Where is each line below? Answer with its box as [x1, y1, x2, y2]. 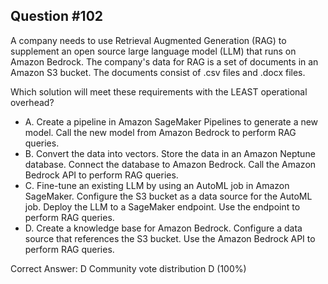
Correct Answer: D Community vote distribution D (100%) [10, 262, 247, 274]
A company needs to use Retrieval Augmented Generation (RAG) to [10, 34, 287, 46]
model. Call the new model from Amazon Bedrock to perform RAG [24, 126, 297, 138]
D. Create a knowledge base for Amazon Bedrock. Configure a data [24, 222, 303, 234]
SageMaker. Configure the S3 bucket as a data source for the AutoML [24, 190, 313, 202]
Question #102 [10, 8, 104, 25]
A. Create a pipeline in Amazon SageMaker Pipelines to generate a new [24, 115, 319, 128]
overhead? [10, 96, 55, 108]
